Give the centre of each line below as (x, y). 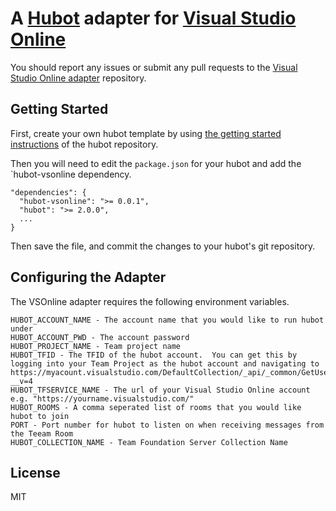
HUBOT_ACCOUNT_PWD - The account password (100, 337)
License (35, 472)
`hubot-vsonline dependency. (71, 174)
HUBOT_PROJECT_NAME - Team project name (96, 346)
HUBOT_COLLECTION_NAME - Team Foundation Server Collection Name (149, 442)
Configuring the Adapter (88, 277)
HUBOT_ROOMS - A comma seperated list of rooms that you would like (156, 407)
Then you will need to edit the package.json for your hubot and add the (156, 163)
